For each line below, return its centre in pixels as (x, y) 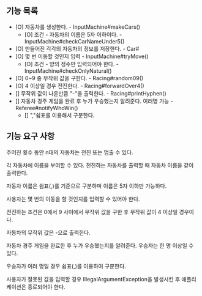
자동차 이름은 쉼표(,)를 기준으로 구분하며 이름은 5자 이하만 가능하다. (87, 186)
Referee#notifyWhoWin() (47, 108)
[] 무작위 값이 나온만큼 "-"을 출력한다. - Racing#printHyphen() (91, 93)
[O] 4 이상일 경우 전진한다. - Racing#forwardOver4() (80, 86)
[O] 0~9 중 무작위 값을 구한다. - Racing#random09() (79, 78)
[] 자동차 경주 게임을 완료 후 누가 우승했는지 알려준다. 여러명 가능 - (94, 101)
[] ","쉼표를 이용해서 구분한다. (59, 115)
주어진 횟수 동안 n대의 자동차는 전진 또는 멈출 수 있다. (70, 152)
